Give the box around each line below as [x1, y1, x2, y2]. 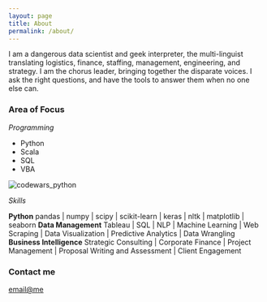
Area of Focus [8, 104, 65, 115]
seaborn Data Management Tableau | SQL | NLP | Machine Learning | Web [8, 220, 260, 230]
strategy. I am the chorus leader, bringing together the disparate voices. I [8, 67, 252, 76]
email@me [8, 284, 45, 294]
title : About [8, 19, 53, 28]
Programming [8, 123, 54, 132]
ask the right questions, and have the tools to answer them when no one [8, 75, 250, 85]
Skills [8, 196, 27, 205]
